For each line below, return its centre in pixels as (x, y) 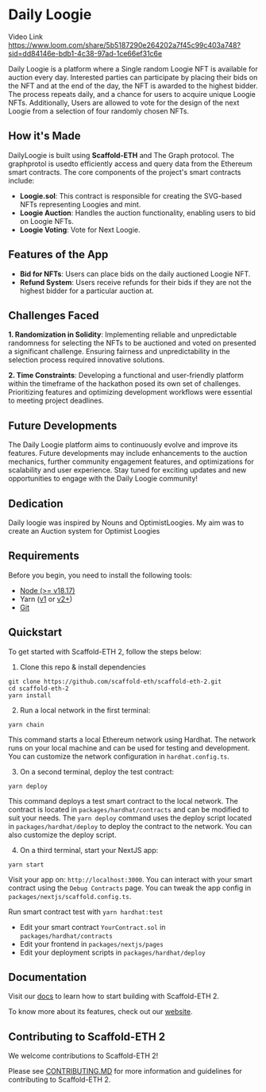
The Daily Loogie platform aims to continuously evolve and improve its (123, 445)
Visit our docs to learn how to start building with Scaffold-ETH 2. (114, 996)
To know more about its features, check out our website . (100, 1012)
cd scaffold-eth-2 (39, 689)
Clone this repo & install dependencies (83, 667)
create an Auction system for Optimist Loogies (84, 531)
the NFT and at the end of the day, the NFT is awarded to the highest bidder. (133, 86)
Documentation (48, 977)
